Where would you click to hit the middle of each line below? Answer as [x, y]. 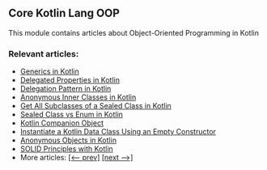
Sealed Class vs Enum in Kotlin [72, 115]
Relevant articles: [44, 53]
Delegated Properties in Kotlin [70, 80]
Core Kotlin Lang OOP [64, 13]
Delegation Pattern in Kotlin [66, 89]
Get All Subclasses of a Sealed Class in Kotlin [95, 106]
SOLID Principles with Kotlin [66, 149]
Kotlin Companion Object [61, 123]
